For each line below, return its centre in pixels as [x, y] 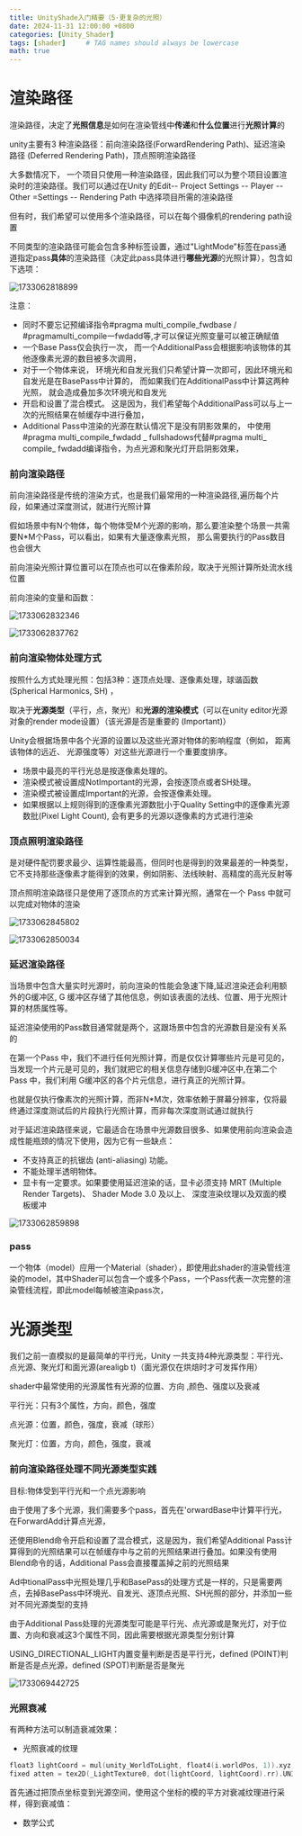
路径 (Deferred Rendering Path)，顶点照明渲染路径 [102, 156]
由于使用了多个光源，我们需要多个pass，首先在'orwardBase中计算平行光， [148, 1509]
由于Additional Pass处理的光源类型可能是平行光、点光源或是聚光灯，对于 [144, 1623]
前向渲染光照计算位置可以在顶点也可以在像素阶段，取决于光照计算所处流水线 [151, 567]
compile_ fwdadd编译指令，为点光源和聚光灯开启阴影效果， [133, 449]
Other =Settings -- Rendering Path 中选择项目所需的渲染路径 [121, 197]
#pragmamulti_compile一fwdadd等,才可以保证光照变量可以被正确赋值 [151, 336]
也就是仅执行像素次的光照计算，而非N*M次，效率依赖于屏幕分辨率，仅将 [145, 1100]
